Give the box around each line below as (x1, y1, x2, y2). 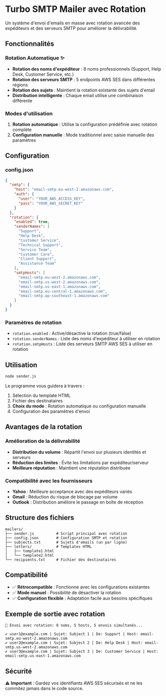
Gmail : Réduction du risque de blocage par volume (12, 494, 118, 499)
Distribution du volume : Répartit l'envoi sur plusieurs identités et (12, 449, 146, 455)
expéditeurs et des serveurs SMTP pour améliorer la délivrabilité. (5, 25, 138, 31)
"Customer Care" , (18, 252, 55, 257)
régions (12, 82, 28, 88)
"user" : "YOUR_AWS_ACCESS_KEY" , (18, 197, 85, 201)
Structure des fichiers (5, 513, 74, 522)
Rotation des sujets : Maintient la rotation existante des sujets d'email (12, 87, 155, 93)
